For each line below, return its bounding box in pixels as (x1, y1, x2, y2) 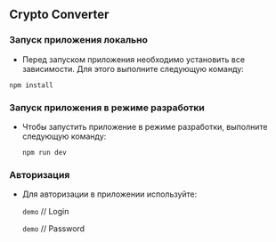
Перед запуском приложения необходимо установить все (21, 53, 246, 65)
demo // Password (21, 223, 85, 234)
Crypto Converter (9, 7, 110, 22)
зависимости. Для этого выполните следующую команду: (21, 63, 245, 74)
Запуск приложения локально (9, 34, 149, 46)
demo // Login (21, 206, 69, 217)
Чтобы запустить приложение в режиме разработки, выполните (21, 121, 268, 132)
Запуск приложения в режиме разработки (9, 101, 205, 114)
